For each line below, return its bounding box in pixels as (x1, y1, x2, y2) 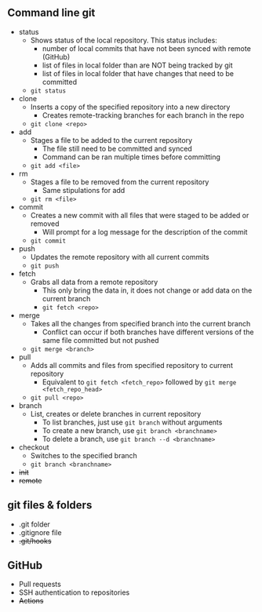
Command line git (7, 6, 96, 20)
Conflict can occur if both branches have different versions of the (42, 327, 254, 337)
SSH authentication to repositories (18, 588, 130, 597)
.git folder (18, 519, 50, 529)
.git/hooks (18, 536, 52, 545)
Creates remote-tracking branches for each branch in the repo (42, 110, 245, 120)
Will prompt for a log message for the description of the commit (42, 227, 248, 236)
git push (30, 262, 60, 270)
